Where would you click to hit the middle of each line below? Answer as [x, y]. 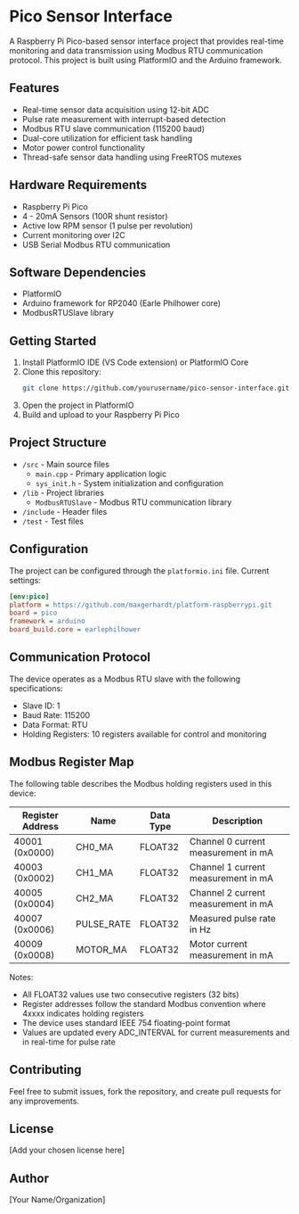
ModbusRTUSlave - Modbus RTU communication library [133, 502]
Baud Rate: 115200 [56, 714]
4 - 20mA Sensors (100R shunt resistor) [95, 216]
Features [34, 88]
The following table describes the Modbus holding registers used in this [141, 783]
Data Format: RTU [55, 724]
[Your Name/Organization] [57, 1200]
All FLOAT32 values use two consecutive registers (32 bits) [130, 994]
